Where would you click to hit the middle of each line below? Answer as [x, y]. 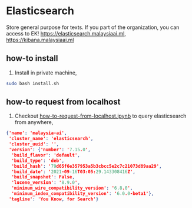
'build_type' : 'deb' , [38, 161]
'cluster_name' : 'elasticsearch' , [51, 139]
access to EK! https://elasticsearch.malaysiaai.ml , [66, 33]
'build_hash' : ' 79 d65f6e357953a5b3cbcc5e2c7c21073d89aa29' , [87, 166]
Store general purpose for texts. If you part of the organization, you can [93, 27]
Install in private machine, [46, 73]
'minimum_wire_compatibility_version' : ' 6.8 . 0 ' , [72, 188]
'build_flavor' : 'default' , [46, 155]
